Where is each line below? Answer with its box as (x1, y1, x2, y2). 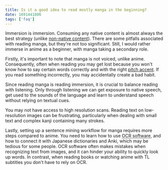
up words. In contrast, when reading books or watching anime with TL (5, 154, 150, 160)
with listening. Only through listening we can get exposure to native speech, (5, 87, 162, 93)
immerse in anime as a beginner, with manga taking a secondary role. (5, 46, 149, 52)
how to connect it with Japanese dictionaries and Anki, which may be (5, 138, 149, 144)
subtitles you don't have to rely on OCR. (5, 159, 88, 165)
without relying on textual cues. (5, 97, 70, 103)
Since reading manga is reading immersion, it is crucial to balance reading (5, 81, 158, 87)
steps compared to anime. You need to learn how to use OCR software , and (5, 133, 161, 139)
